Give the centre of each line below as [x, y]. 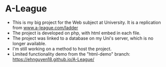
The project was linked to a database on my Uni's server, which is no [83, 38]
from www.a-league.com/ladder [45, 27]
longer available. [29, 43]
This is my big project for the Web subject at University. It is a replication [86, 22]
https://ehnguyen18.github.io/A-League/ [53, 59]
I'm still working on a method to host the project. [62, 49]
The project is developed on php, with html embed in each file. [76, 33]
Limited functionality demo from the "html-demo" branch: [71, 54]
